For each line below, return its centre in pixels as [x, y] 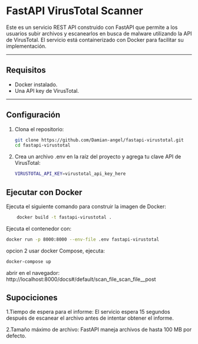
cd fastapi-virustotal [42, 145]
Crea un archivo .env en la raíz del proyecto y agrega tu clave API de [98, 157]
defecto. [16, 336]
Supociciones [32, 298]
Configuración [33, 115]
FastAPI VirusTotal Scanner [75, 11]
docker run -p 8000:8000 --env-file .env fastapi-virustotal [83, 239]
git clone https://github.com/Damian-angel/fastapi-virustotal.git [99, 140]
